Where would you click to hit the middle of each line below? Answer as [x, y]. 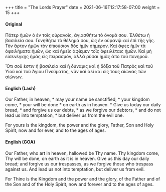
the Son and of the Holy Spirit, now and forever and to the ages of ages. [79, 184]
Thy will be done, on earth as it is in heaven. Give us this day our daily [77, 158]
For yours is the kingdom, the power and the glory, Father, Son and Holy [79, 125]
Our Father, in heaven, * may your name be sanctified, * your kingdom [77, 99]
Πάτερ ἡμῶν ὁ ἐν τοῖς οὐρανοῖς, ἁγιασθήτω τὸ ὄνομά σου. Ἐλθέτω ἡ [77, 35]
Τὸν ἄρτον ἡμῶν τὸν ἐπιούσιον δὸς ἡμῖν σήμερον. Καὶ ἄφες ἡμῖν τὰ [75, 46]
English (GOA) [20, 142]
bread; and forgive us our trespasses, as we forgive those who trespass [79, 164]
